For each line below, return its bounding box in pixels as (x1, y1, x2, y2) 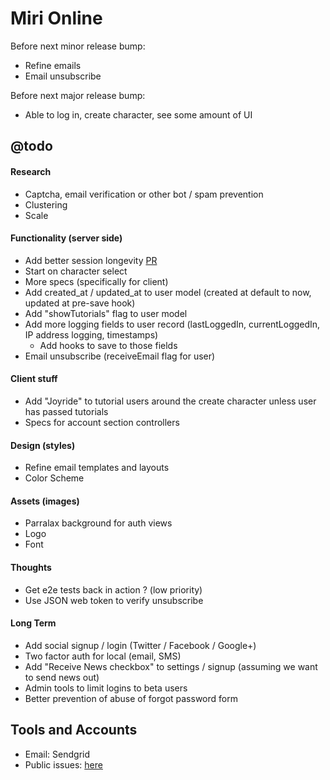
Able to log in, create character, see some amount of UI (24, 108, 253, 121)
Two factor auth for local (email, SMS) (24, 650, 182, 662)
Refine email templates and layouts (24, 462, 170, 474)
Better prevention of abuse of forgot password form (24, 692, 238, 704)
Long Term (10, 617, 57, 629)
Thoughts (10, 561, 52, 573)
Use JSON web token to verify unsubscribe (24, 594, 204, 606)
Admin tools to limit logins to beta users (24, 682, 188, 694)
